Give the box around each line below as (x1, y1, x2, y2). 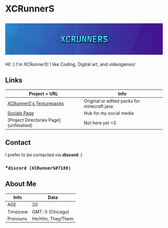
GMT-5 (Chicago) (32, 208, 69, 214)
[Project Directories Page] (7, 117, 61, 123)
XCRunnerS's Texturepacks (7, 101, 64, 107)
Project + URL (29, 91, 58, 97)
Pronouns (7, 215, 27, 221)
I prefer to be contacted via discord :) (5, 151, 82, 158)
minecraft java (83, 103, 113, 109)
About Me (5, 180, 36, 188)
